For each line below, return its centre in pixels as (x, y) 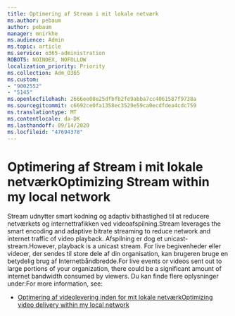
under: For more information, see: (55, 284)
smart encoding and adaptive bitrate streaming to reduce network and (109, 231)
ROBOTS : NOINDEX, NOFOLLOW (47, 60)
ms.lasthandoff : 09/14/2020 (49, 125)
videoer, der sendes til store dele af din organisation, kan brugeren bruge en (118, 254)
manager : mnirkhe (33, 34)
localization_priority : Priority (56, 66)
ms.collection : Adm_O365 (44, 73)
